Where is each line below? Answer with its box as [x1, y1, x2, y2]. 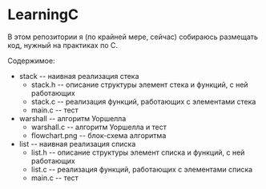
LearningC [7, 6, 79, 24]
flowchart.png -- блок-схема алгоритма [30, 130, 167, 140]
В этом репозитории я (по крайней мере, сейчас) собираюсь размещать [7, 32, 258, 41]
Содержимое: [7, 56, 55, 65]
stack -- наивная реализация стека [18, 71, 139, 81]
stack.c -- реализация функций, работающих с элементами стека [30, 96, 256, 106]
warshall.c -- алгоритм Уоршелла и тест [30, 122, 167, 132]
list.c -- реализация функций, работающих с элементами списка [30, 164, 253, 174]
